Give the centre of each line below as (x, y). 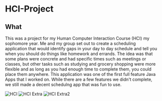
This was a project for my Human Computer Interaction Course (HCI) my (77, 38)
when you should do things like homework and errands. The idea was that (79, 54)
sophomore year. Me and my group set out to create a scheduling (70, 43)
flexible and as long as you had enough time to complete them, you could (78, 69)
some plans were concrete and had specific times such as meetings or (76, 59)
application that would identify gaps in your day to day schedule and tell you (81, 49)
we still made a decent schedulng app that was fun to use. (63, 85)
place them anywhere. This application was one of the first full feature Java (81, 74)
